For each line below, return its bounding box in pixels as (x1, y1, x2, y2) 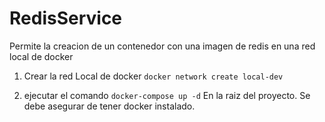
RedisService (9, 7, 123, 30)
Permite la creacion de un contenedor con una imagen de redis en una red (9, 40, 316, 52)
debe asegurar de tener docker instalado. (23, 100, 196, 112)
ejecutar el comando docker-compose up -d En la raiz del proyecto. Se (23, 89, 311, 101)
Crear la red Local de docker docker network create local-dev (23, 70, 284, 82)
